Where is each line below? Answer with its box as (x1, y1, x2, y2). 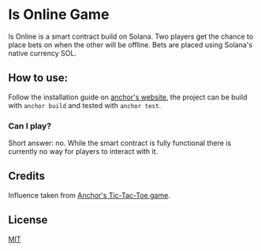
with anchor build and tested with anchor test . (8, 100, 162, 110)
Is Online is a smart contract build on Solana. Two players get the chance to (8, 32, 254, 41)
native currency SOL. (8, 48, 77, 58)
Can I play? (8, 120, 52, 131)
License (8, 213, 48, 227)
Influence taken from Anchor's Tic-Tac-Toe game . (8, 190, 171, 200)
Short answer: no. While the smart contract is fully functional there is (8, 138, 232, 148)
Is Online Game (8, 6, 110, 24)
